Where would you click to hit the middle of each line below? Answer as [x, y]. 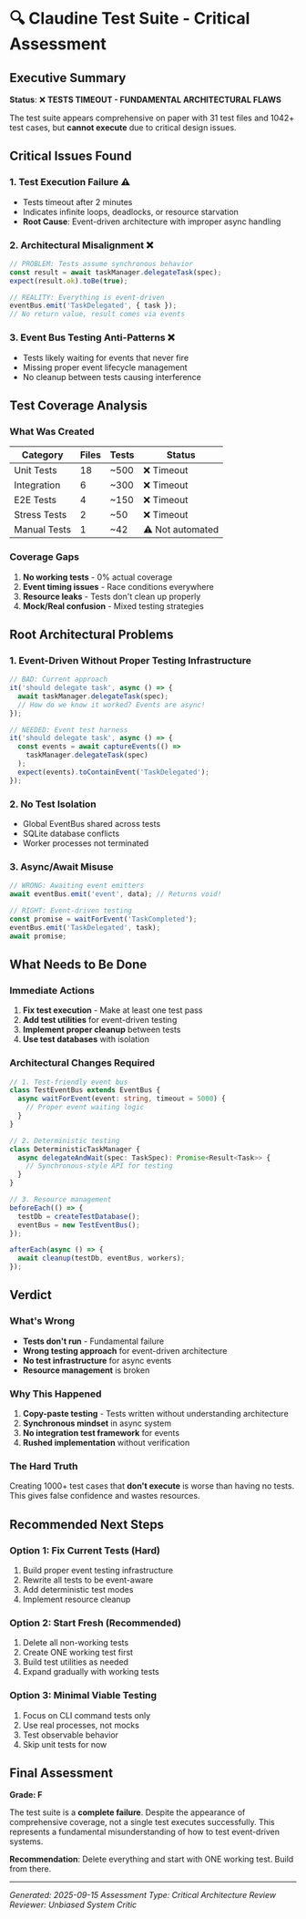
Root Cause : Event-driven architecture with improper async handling [152, 222]
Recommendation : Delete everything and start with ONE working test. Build [152, 1859]
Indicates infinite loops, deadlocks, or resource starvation [131, 212]
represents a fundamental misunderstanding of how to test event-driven [145, 1832]
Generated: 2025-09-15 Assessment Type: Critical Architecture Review [143, 1895]
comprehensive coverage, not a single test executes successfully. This [142, 1822]
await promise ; [38, 936]
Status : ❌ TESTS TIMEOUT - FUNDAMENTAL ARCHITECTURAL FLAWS [146, 99]
